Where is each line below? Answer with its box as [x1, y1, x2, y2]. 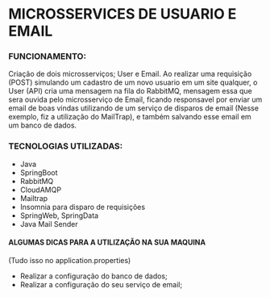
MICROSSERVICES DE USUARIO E [8, 5, 237, 23]
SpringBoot [19, 167, 58, 178]
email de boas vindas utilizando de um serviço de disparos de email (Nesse [8, 103, 260, 113]
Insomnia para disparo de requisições [19, 202, 146, 211]
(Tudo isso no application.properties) [8, 255, 131, 265]
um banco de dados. [8, 120, 77, 130]
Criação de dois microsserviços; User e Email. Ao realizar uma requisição [8, 69, 252, 79]
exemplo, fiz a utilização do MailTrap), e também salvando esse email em [8, 112, 251, 122]
